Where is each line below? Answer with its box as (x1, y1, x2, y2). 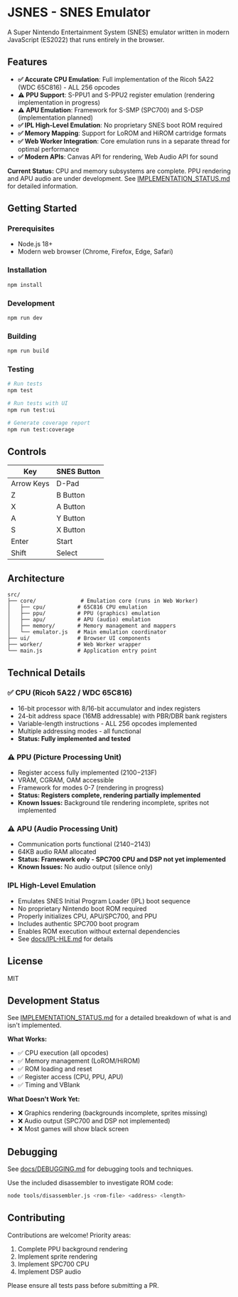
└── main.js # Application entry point (7, 647, 158, 655)
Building (7, 331, 37, 341)
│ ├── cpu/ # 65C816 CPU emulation (7, 604, 148, 611)
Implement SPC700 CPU (17, 1259, 90, 1268)
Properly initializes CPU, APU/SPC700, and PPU (17, 912, 158, 920)
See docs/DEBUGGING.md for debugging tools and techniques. (7, 1165, 194, 1173)
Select (56, 548, 78, 558)
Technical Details (7, 666, 86, 678)
